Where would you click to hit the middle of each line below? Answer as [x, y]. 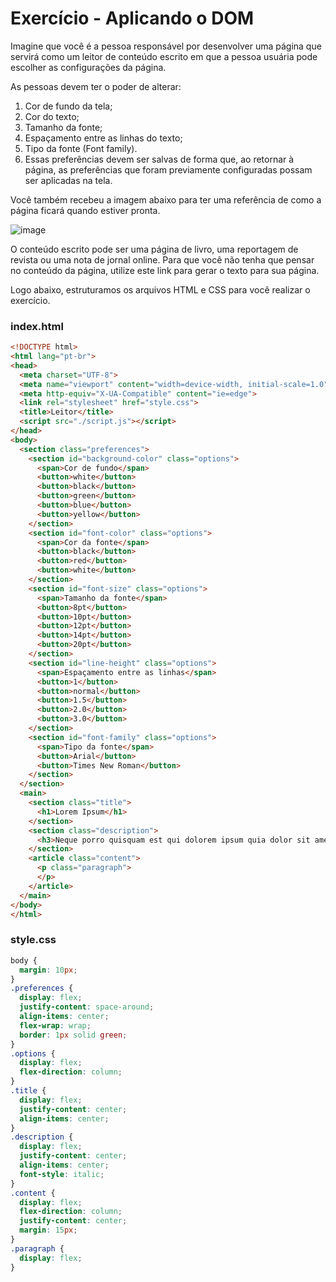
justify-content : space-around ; [87, 1007]
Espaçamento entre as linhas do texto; [103, 138]
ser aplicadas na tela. [68, 180]
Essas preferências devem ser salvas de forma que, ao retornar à [159, 159]
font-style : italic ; [62, 1174]
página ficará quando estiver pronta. [85, 210]
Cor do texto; [52, 116]
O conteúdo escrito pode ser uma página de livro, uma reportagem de [154, 249]
